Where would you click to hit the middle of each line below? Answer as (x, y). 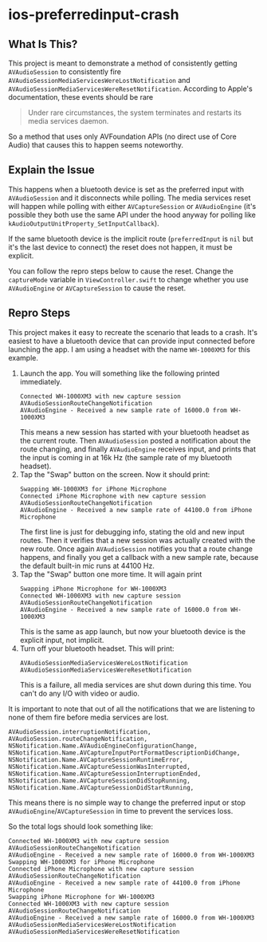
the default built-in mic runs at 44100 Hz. (87, 566)
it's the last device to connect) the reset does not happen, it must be (120, 247)
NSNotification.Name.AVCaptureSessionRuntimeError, (96, 759)
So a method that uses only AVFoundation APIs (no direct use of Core (122, 136)
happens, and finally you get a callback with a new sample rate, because (139, 557)
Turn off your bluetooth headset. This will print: (97, 648)
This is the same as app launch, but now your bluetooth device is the (132, 631)
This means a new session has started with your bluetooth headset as (134, 432)
